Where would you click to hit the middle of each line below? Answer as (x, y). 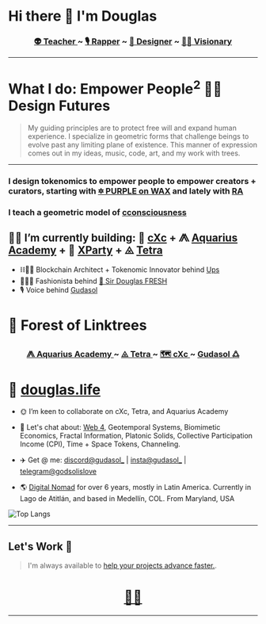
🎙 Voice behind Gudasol (59, 290)
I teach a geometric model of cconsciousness (98, 212)
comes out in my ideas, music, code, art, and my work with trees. (134, 153)
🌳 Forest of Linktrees (78, 325)
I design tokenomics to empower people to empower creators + (132, 181)
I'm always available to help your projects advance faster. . (122, 565)
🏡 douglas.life (55, 390)
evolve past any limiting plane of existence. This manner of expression (142, 144)
